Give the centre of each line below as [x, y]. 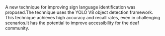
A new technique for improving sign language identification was [70, 7]
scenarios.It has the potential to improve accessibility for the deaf [72, 23]
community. [17, 28]
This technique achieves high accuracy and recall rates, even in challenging [83, 18]
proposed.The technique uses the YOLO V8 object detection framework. [79, 12]
